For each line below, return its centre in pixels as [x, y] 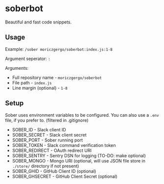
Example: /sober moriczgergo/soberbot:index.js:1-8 [59, 49]
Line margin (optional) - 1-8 [40, 88]
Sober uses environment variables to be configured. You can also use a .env [82, 115]
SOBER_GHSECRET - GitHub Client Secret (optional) [65, 176]
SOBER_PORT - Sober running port [47, 140]
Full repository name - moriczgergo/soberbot [57, 77]
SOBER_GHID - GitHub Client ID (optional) [54, 171]
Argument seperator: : [28, 59]
